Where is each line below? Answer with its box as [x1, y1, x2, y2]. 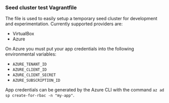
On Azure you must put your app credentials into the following [5, 46, 135, 52]
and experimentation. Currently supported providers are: [5, 21, 123, 27]
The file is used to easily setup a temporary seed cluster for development [5, 16, 157, 22]
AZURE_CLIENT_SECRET [12, 73, 56, 78]
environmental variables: [5, 51, 57, 57]
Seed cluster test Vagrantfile [5, 4, 77, 11]
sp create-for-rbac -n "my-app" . [5, 92, 75, 98]
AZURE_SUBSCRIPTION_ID [12, 78, 61, 83]
